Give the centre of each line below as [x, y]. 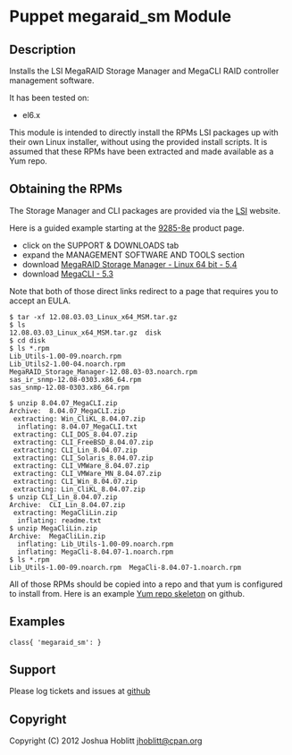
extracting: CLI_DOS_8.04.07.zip [75, 434]
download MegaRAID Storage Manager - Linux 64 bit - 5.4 [129, 264]
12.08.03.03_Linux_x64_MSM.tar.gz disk [86, 333]
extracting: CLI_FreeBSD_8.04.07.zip [83, 442]
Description [42, 50]
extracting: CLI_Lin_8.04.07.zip [75, 450]
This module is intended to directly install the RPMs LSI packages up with [144, 132]
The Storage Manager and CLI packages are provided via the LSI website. [145, 210]
